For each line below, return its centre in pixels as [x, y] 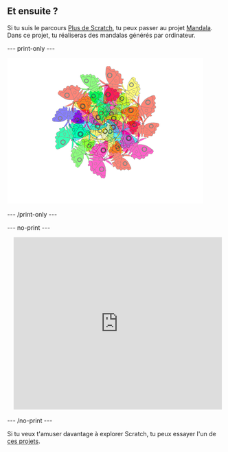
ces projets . [24, 441]
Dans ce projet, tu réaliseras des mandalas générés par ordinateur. [101, 35]
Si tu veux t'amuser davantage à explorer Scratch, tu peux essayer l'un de [112, 433]
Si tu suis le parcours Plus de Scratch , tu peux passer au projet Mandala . [110, 27]
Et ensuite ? [33, 11]
